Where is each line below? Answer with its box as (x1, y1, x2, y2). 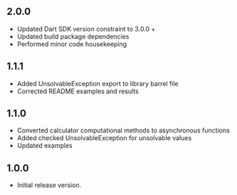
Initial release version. (16, 181, 82, 189)
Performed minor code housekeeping (16, 39, 127, 48)
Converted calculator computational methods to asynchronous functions (16, 126, 231, 135)
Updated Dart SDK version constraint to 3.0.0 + (16, 24, 156, 33)
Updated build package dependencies (16, 32, 130, 41)
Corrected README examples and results (16, 87, 139, 95)
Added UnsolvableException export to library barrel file (16, 79, 179, 88)
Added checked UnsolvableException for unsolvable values (16, 134, 192, 142)
